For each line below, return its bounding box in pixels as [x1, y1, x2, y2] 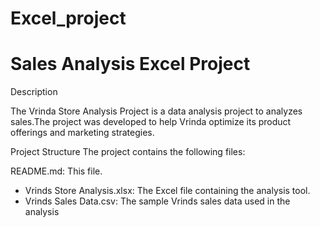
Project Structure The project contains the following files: [10, 146, 246, 158]
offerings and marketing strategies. [10, 127, 155, 139]
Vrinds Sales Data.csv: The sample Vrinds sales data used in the [24, 195, 291, 207]
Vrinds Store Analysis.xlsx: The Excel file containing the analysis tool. [24, 185, 311, 197]
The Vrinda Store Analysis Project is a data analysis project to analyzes [10, 105, 303, 117]
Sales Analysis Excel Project [10, 53, 251, 76]
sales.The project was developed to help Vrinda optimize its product [10, 116, 292, 128]
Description [10, 86, 58, 98]
